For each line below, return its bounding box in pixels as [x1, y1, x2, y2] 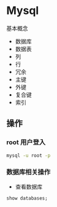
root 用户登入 [6, 138, 46, 147]
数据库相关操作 [6, 168, 51, 176]
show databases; [6, 195, 48, 202]
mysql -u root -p [6, 152, 51, 159]
